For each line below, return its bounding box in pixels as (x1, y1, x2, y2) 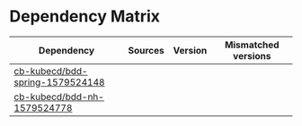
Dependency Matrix (9, 6, 160, 27)
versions (233, 49, 271, 62)
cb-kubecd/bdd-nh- (13, 90, 105, 103)
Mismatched (224, 38, 280, 51)
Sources (128, 44, 164, 56)
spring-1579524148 (13, 76, 105, 88)
